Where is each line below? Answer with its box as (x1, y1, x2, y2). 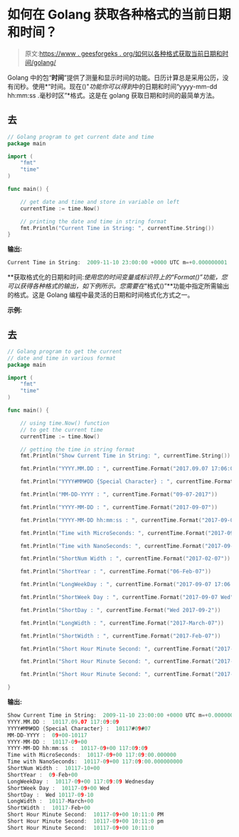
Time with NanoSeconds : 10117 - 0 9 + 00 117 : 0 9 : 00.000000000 (7, 758, 183, 766)
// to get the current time (20, 426, 103, 433)
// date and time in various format (7, 354, 116, 362)
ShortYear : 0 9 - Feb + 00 (7, 771, 78, 779)
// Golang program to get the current (7, 348, 122, 355)
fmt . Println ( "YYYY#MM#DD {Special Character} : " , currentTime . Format (20, 478, 234, 485)
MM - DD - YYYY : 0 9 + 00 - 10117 (7, 732, 87, 739)
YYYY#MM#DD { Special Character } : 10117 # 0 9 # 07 (7, 724, 152, 732)
